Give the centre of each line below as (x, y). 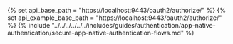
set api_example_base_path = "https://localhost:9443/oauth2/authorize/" (115, 18)
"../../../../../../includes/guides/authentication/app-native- (134, 25)
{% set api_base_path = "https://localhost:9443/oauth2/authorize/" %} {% (117, 10)
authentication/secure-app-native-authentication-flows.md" (95, 33)
